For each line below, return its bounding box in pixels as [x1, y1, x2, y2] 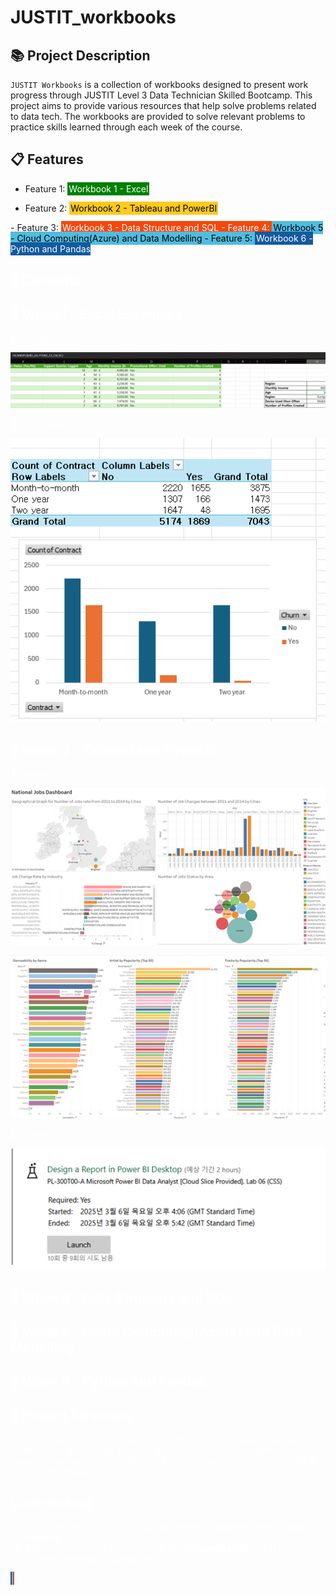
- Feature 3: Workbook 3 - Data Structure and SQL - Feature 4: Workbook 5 [10, 221, 324, 233]
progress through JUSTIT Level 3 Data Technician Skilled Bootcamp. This [10, 89, 313, 101]
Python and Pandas [10, 242, 92, 255]
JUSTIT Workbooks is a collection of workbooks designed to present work [10, 79, 309, 90]
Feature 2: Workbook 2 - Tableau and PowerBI [24, 202, 218, 214]
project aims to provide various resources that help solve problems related [10, 100, 317, 111]
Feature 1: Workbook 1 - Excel [24, 182, 149, 195]
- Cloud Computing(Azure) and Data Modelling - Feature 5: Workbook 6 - [10, 232, 313, 244]
